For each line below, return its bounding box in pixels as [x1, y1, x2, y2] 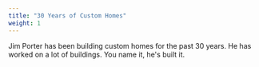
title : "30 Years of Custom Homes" [8, 11, 127, 20]
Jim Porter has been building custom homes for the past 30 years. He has [8, 41, 252, 50]
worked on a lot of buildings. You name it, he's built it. [8, 49, 185, 59]
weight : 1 [8, 19, 42, 27]
